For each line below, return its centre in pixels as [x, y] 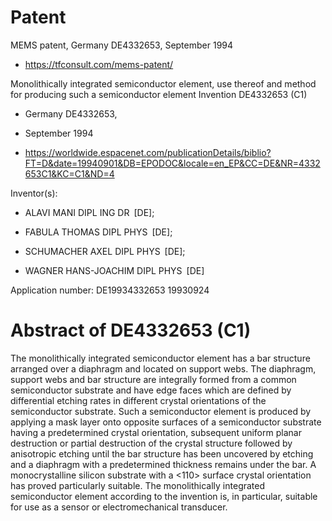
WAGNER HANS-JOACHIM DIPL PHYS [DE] [114, 270]
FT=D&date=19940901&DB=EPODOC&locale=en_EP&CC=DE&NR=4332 [172, 163]
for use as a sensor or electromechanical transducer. [119, 507]
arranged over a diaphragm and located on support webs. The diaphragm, [163, 368]
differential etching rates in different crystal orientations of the [138, 400]
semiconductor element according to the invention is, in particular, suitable [164, 496]
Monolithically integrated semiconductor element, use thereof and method [163, 83]
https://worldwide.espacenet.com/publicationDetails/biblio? [148, 152]
